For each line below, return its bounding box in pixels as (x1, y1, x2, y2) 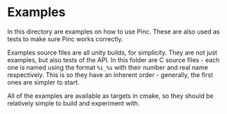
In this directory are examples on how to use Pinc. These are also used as (7, 27, 220, 36)
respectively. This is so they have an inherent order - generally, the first (7, 71, 214, 79)
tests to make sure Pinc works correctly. (7, 34, 123, 43)
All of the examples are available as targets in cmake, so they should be (7, 92, 214, 100)
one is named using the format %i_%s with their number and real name (7, 63, 209, 71)
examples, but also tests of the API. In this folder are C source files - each (7, 55, 220, 64)
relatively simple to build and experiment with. (7, 99, 140, 107)
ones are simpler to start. (7, 78, 80, 86)
